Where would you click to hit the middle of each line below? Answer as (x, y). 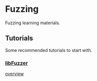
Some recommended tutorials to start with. (49, 50)
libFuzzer (17, 63)
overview (14, 74)
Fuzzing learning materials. (33, 23)
